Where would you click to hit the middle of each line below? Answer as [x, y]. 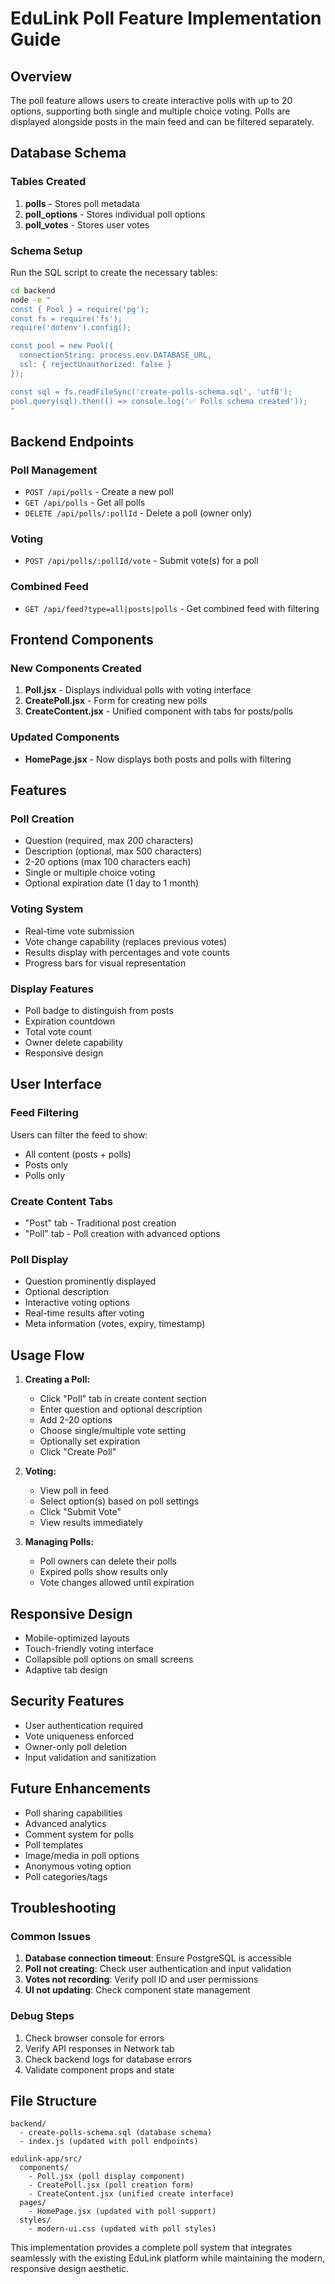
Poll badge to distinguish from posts [99, 1011]
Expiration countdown [70, 1021]
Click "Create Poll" [78, 1452]
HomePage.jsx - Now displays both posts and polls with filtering [158, 759]
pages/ [33, 2203]
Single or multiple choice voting [90, 873]
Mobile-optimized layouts [77, 1638]
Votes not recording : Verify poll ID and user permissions [141, 1979]
